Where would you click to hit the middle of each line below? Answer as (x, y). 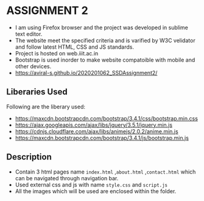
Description (29, 157)
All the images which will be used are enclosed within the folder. (96, 191)
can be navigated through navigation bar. (67, 178)
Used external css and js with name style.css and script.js (91, 185)
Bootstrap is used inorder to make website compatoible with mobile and (105, 60)
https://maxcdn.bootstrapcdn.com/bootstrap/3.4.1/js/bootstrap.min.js (102, 138)
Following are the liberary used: (46, 107)
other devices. (33, 66)
